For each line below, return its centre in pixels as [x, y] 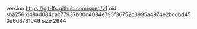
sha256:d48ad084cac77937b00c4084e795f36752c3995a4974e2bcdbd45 [99, 14]
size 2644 [54, 21]
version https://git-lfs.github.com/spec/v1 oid [61, 8]
